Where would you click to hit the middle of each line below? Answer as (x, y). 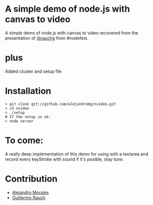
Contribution (31, 179)
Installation (28, 91)
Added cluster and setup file (34, 71)
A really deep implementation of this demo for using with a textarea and (77, 154)
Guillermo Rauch (29, 197)
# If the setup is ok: (28, 117)
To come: (24, 141)
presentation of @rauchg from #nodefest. (47, 38)
